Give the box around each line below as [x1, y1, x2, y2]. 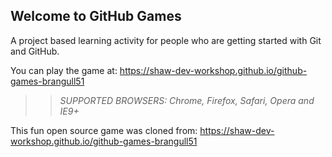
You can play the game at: [10, 64, 118, 76]
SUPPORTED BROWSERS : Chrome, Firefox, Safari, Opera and [59, 94, 315, 106]
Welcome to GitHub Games [10, 8, 182, 25]
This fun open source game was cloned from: [10, 124, 198, 136]
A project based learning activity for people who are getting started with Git [10, 34, 322, 46]
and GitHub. [10, 45, 60, 57]
